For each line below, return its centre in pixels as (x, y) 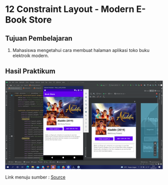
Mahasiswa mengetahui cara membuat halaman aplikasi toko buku (81, 50)
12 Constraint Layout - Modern (70, 9)
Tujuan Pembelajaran (39, 38)
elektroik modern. (30, 55)
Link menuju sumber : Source (35, 177)
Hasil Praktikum (30, 71)
